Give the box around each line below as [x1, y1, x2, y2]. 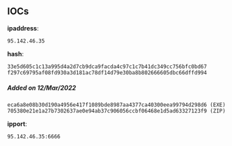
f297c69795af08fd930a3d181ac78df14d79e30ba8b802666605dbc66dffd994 [7, 69, 208, 76]
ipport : [7, 120, 28, 128]
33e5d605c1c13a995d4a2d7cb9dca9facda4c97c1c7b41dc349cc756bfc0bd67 [7, 63, 208, 70]
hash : [7, 49, 24, 58]
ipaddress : [7, 24, 39, 32]
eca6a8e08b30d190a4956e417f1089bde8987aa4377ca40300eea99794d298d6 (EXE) [7, 101, 226, 108]
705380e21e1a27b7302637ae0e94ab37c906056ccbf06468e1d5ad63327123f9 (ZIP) [7, 107, 226, 114]
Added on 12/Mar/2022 [7, 83, 77, 92]
